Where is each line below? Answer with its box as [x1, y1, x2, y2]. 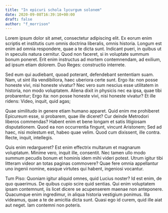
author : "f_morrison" [5, 21, 51, 27]
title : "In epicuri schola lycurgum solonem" [5, 7, 102, 13]
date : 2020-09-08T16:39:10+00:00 [5, 12, 75, 17]
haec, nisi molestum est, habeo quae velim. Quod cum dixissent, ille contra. [5, 129, 161, 136]
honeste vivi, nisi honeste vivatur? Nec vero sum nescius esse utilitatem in [5, 82, 159, 88]
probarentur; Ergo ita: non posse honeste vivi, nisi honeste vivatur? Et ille [5, 93, 156, 99]
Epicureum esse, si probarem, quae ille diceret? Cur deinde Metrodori [5, 114, 149, 120]
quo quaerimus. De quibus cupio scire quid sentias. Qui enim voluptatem [5, 181, 155, 187]
